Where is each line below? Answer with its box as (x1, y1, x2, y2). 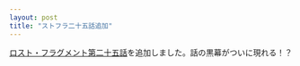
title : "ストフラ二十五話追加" (9, 21, 113, 30)
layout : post (9, 12, 58, 22)
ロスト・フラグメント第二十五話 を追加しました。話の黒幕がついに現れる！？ (9, 46, 293, 58)
